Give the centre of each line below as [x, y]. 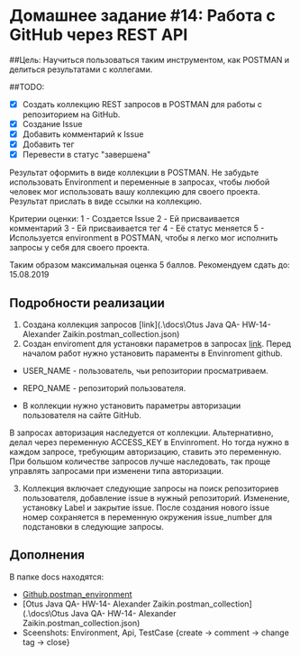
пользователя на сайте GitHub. [82, 415]
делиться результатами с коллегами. [81, 69]
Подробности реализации [87, 303]
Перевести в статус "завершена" [86, 155]
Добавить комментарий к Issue [83, 134]
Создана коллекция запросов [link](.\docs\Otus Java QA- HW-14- [147, 324]
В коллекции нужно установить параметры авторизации [132, 405]
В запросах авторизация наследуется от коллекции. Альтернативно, [141, 433]
